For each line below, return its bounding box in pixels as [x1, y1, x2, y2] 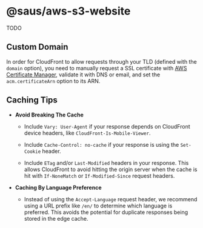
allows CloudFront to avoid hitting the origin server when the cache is [24, 166, 198, 173]
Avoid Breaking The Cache [15, 111, 84, 118]
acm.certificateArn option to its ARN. [6, 77, 101, 84]
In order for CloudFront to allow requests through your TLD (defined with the [6, 58, 197, 65]
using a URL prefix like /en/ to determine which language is [24, 202, 173, 209]
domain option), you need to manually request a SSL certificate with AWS [6, 64, 187, 72]
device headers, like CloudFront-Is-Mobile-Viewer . [24, 129, 151, 136]
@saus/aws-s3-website [6, 4, 131, 18]
